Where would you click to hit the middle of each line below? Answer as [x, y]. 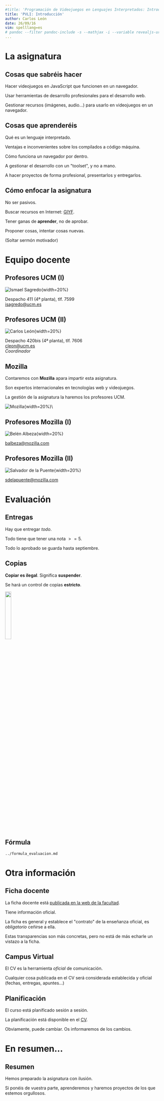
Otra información [40, 873]
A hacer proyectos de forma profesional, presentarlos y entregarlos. [73, 175]
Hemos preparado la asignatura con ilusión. [49, 1079]
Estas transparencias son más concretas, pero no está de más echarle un [79, 936]
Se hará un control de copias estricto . [43, 584]
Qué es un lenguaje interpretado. [38, 137]
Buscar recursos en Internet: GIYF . [40, 212]
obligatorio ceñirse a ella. [31, 927]
